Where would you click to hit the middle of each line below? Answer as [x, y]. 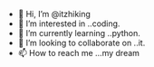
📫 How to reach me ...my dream [79, 53]
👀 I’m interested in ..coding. [69, 24]
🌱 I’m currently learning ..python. [79, 33]
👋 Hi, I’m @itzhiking [54, 14]
